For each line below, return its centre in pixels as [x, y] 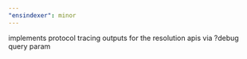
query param [29, 46]
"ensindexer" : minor [43, 15]
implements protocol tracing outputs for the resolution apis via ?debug [123, 38]
